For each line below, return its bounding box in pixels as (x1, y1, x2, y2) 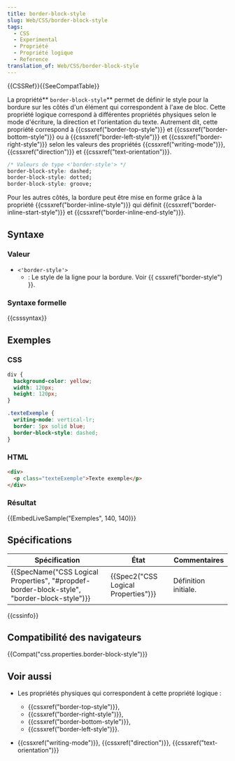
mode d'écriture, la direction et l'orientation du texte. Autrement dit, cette (7, 117, 218, 126)
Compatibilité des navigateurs (7, 631, 142, 643)
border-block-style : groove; (7, 180, 92, 188)
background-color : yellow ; (13, 377, 92, 384)
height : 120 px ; (13, 391, 58, 398)
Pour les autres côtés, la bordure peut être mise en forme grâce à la (7, 194, 203, 202)
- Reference (13, 56, 49, 63)
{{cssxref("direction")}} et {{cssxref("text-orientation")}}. (7, 147, 172, 156)
